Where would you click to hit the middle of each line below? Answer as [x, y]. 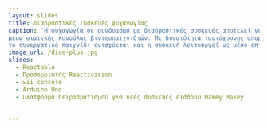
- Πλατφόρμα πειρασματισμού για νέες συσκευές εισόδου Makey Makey [130, 97]
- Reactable [35, 68]
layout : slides [33, 16]
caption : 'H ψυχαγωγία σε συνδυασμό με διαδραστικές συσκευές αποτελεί [130, 30]
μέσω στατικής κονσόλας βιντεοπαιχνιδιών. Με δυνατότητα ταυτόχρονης [126, 38]
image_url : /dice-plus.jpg [53, 52]
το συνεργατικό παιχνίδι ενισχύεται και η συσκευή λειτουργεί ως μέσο [128, 45]
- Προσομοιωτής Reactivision [64, 75]
